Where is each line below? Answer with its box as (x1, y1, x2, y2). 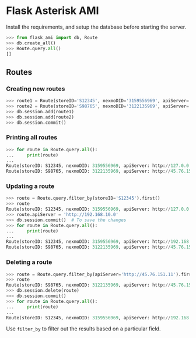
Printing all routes (6, 133, 58, 141)
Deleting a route (6, 258, 52, 266)
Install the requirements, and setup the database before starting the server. (6, 23, 187, 30)
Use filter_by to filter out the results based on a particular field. (6, 325, 161, 332)
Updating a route (6, 182, 55, 190)
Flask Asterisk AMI (6, 4, 99, 18)
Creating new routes (6, 85, 65, 93)
